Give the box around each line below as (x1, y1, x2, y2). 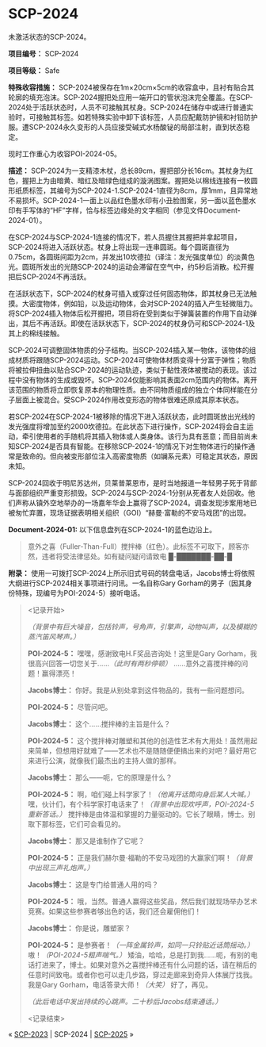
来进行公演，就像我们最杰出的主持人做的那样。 (27, 755, 180, 765)
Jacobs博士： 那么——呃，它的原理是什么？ (27, 773, 173, 782)
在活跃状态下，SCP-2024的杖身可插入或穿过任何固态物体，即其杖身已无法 (8, 289, 251, 298)
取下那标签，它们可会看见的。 (27, 819, 125, 829)
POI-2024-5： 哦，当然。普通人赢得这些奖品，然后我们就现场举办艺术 (27, 896, 258, 906)
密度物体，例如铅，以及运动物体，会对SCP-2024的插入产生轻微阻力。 (28, 298, 257, 308)
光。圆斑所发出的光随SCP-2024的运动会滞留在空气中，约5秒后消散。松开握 (8, 262, 255, 271)
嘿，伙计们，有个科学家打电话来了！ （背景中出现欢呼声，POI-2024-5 (27, 799, 255, 809)
